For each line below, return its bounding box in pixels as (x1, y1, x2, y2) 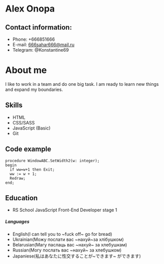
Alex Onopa (5, 3, 55, 15)
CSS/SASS (12, 119, 35, 125)
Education (5, 194, 38, 202)
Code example (5, 145, 52, 154)
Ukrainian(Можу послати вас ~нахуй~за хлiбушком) (12, 236, 124, 242)
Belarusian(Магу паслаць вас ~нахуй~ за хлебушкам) (12, 242, 127, 248)
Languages (5, 218, 30, 224)
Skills (5, 101, 23, 109)
